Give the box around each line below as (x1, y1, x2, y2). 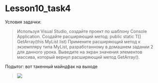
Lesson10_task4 (5, 3, 71, 14)
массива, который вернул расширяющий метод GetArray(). (16, 54, 140, 60)
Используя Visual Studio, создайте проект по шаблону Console (16, 28, 147, 34)
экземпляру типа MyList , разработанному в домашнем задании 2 (16, 44, 154, 50)
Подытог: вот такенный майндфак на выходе (5, 64, 98, 69)
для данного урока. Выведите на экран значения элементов (16, 49, 142, 55)
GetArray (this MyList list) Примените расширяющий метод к (16, 38, 141, 44)
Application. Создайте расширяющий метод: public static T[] (16, 33, 142, 39)
